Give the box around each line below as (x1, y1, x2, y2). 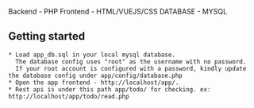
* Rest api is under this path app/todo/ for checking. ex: (8, 85, 212, 94)
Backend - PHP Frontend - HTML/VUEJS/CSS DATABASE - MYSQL (8, 7, 228, 16)
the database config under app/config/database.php (8, 71, 183, 79)
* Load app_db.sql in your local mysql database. (8, 51, 176, 59)
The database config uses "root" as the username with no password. (15, 57, 247, 66)
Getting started (8, 29, 86, 43)
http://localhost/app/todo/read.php (8, 92, 129, 100)
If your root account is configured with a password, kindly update (15, 64, 247, 72)
